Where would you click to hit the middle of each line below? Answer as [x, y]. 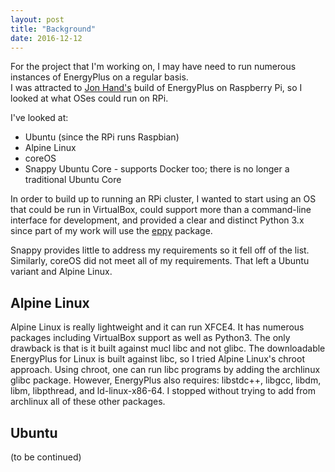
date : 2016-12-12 [46, 38]
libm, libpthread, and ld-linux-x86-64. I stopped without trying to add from [163, 391]
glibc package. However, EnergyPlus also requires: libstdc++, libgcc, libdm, [166, 380]
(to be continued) [46, 457]
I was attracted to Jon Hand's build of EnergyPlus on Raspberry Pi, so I [156, 88]
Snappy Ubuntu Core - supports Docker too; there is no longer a [157, 169]
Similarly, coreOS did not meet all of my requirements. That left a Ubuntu [160, 261]
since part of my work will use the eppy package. [111, 231]
